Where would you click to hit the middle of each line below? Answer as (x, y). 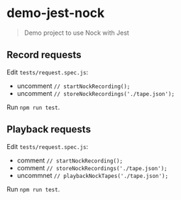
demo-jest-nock (56, 13)
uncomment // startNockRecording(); (73, 86)
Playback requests (49, 129)
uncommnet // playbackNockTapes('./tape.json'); (92, 175)
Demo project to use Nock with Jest (76, 33)
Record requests (44, 55)
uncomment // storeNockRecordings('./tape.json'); (96, 93)
